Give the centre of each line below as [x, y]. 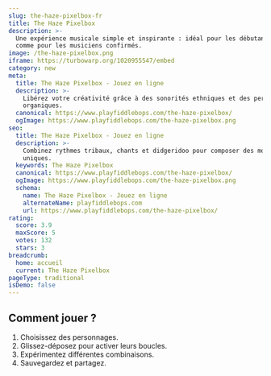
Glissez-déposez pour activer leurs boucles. [94, 345]
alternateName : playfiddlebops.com [83, 203]
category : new [32, 68]
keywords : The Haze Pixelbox [65, 166]
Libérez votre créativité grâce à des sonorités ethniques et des [137, 98]
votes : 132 [34, 241]
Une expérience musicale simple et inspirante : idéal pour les [126, 38]
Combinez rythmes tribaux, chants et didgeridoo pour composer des [138, 151]
